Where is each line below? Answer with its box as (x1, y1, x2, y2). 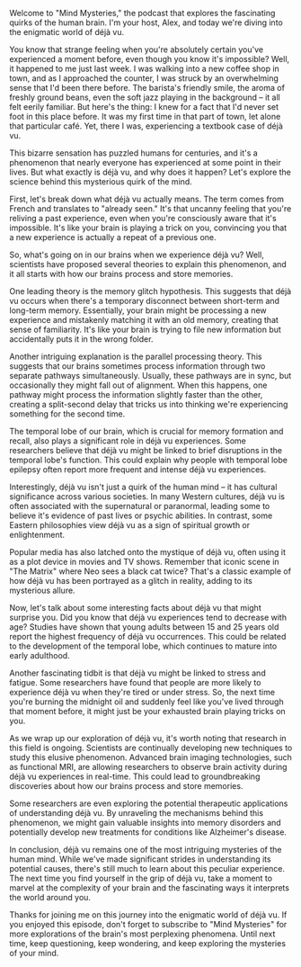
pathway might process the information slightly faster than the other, (9, 389, 263, 399)
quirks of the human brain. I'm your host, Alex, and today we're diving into (9, 17, 283, 28)
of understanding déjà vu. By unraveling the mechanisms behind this (9, 808, 263, 818)
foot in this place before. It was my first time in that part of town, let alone (9, 112, 281, 121)
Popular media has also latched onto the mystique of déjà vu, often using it (9, 547, 286, 557)
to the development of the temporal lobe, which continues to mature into (9, 640, 278, 651)
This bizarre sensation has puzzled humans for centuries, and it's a (9, 148, 258, 158)
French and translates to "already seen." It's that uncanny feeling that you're (9, 203, 292, 214)
